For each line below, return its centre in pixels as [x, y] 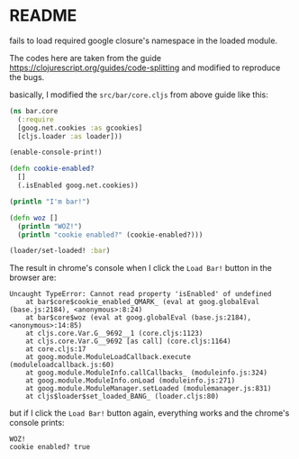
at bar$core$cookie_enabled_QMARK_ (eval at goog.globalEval [142, 302]
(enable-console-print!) [56, 153]
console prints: [37, 423]
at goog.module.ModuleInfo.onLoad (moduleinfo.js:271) [131, 381]
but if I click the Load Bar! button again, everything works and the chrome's [149, 413]
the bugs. [27, 76]
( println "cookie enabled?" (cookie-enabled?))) [110, 235]
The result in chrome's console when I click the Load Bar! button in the [141, 268]
